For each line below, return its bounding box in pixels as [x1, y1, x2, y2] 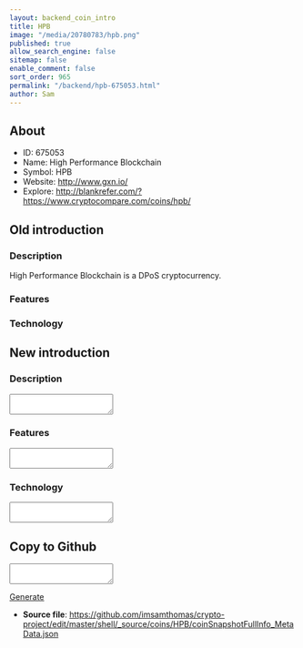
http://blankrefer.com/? [56, 186, 143, 197]
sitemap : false [9, 56, 67, 65]
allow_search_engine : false [9, 47, 116, 56]
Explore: [22, 186, 55, 197]
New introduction [9, 345, 111, 360]
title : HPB [9, 22, 51, 31]
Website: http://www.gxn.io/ [22, 177, 128, 187]
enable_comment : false [9, 65, 96, 74]
